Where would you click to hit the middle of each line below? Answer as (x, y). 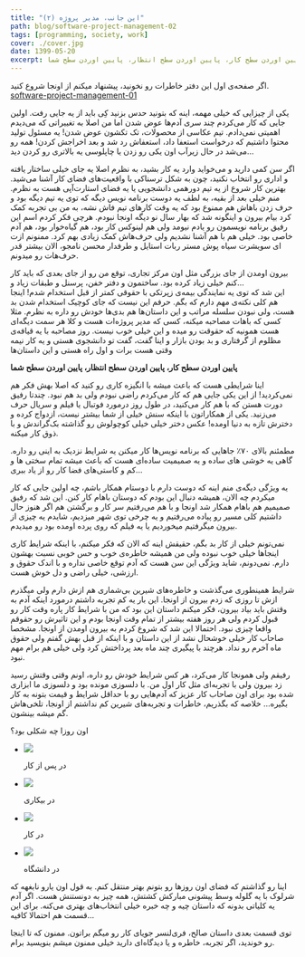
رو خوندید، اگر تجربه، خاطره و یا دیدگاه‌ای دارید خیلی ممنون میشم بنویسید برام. (143, 942)
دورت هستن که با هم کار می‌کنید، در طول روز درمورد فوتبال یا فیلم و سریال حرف (147, 404)
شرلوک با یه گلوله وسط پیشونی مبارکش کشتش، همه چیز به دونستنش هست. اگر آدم (152, 896)
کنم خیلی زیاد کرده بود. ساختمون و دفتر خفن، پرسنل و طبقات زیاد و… (127, 282)
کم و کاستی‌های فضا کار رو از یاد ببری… (76, 470)
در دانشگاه (41, 869)
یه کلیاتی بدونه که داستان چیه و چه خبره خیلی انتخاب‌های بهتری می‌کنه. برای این (143, 905)
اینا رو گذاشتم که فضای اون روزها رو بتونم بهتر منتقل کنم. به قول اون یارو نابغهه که (149, 886)
